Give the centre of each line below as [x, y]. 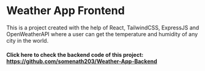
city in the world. [28, 40]
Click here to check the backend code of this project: [75, 54]
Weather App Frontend [66, 11]
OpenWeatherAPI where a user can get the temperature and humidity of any [102, 34]
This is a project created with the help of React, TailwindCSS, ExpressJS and [103, 28]
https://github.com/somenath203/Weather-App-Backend [82, 61]
